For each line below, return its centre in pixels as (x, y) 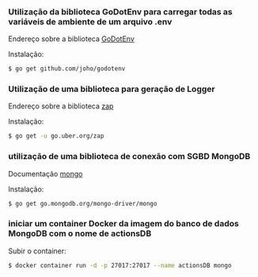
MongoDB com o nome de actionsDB (80, 233)
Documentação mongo (46, 173)
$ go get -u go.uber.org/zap (56, 136)
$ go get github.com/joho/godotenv (67, 69)
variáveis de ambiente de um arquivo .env (90, 21)
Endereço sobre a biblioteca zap (61, 106)
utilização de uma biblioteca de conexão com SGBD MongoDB (129, 157)
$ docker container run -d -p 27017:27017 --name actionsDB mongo (120, 265)
